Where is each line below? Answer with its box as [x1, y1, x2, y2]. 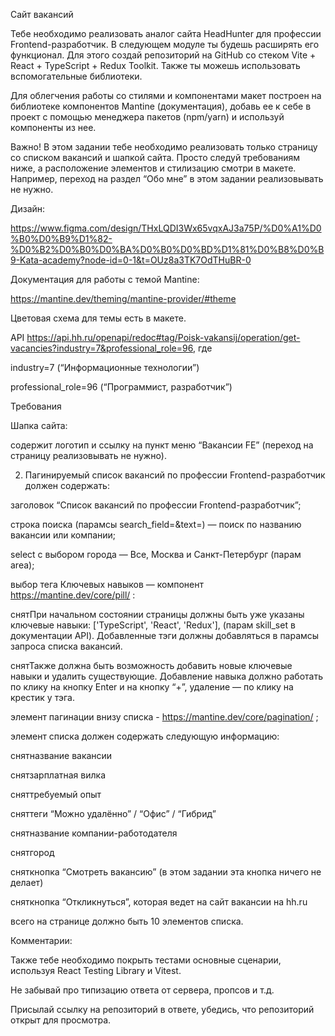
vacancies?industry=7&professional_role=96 [10, 342, 193, 354]
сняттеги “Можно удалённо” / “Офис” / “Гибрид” [10, 808, 217, 819]
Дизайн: [10, 203, 46, 214]
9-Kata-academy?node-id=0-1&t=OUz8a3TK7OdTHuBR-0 [10, 254, 252, 266]
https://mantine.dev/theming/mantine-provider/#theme [10, 293, 237, 304]
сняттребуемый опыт [10, 789, 102, 800]
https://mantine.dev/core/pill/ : [10, 589, 136, 601]
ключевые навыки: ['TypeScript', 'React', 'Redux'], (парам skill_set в [10, 619, 296, 631]
